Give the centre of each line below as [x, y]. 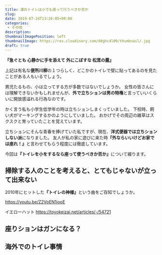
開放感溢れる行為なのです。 [41, 99]
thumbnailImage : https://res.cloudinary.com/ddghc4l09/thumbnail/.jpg [78, 41]
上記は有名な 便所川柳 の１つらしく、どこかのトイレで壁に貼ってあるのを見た [81, 70]
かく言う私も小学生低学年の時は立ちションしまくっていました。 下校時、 [78, 109]
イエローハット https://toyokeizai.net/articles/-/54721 [58, 212]
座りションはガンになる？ [43, 229]
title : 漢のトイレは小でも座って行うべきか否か [47, 9]
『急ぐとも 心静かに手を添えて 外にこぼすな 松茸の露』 [59, 60]
